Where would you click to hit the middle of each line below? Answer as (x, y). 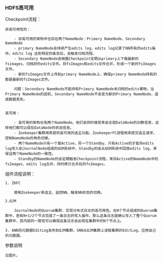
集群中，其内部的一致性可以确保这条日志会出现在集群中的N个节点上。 (64, 221)
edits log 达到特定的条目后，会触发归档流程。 (54, 54)
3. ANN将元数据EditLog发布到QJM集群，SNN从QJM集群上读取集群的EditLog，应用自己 (81, 231)
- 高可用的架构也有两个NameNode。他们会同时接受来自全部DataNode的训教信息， (85, 123)
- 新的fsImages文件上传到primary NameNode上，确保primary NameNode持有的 (85, 74)
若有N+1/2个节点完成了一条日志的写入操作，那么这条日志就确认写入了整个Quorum (86, 216)
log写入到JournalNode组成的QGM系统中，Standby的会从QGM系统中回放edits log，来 (81, 149)
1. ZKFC (13, 183)
